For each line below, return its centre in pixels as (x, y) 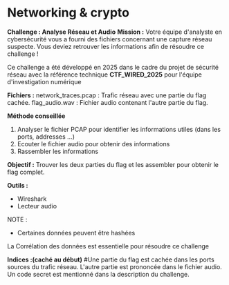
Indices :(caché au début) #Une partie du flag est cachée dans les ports (111, 259)
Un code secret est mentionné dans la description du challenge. (98, 274)
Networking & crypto (68, 13)
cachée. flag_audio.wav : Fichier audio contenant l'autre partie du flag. (108, 102)
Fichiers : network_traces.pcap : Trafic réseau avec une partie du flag (107, 95)
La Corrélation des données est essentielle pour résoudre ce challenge (108, 246)
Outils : (18, 185)
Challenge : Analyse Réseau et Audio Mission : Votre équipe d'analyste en (115, 32)
